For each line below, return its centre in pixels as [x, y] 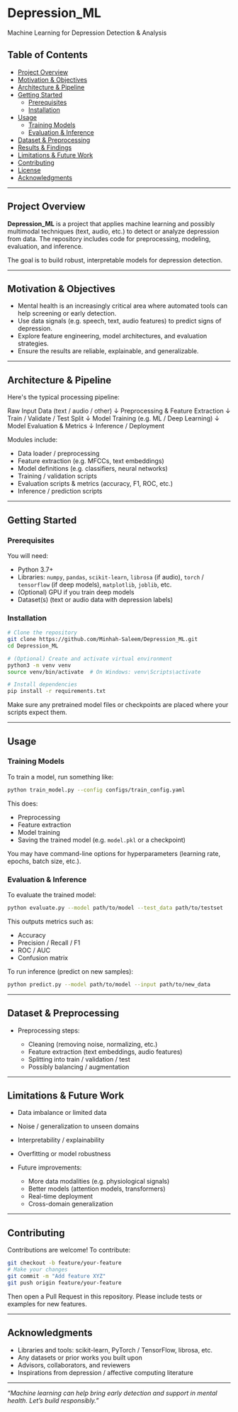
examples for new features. [47, 1303]
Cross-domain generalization [70, 1204]
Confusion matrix [43, 957]
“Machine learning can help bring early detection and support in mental [112, 1393]
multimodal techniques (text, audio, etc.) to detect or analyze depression [113, 231]
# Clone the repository [42, 633]
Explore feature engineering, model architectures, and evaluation [112, 336]
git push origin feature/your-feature [64, 1283]
